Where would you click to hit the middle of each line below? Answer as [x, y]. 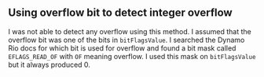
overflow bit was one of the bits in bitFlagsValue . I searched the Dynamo [126, 40]
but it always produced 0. [49, 65]
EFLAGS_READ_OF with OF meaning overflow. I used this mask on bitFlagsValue [132, 56]
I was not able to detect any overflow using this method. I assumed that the [130, 31]
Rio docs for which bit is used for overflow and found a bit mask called [122, 48]
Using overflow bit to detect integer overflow [121, 13]
